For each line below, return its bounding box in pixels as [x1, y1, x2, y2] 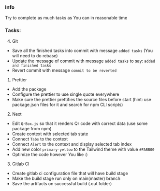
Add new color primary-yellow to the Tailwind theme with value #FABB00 [12, 146, 155, 152]
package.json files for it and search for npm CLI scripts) [12, 102, 123, 107]
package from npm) [12, 125, 52, 131]
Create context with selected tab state [12, 131, 88, 137]
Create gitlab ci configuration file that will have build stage [12, 170, 128, 176]
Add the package [12, 86, 47, 92]
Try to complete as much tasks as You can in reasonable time [5, 15, 128, 21]
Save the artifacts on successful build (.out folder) [12, 180, 112, 186]
